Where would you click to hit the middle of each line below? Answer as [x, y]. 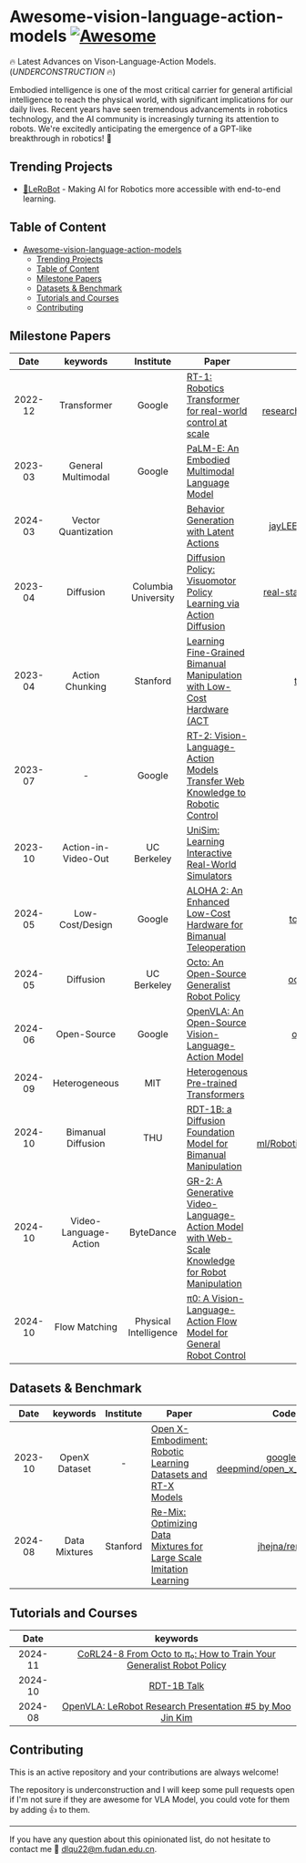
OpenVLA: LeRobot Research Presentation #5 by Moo [177, 1706]
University [153, 598]
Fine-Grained [215, 653]
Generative [210, 1193]
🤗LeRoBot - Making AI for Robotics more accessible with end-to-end [151, 189]
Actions [203, 543]
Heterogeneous [86, 1084]
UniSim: [203, 830]
